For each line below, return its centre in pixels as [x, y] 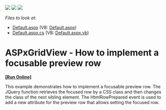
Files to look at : [21, 18]
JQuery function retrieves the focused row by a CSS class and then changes [83, 92]
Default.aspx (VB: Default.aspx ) [44, 27]
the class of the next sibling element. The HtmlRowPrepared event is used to [83, 97]
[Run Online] [18, 77]
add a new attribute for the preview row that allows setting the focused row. [82, 102]
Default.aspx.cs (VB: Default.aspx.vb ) [51, 33]
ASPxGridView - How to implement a [82, 53]
